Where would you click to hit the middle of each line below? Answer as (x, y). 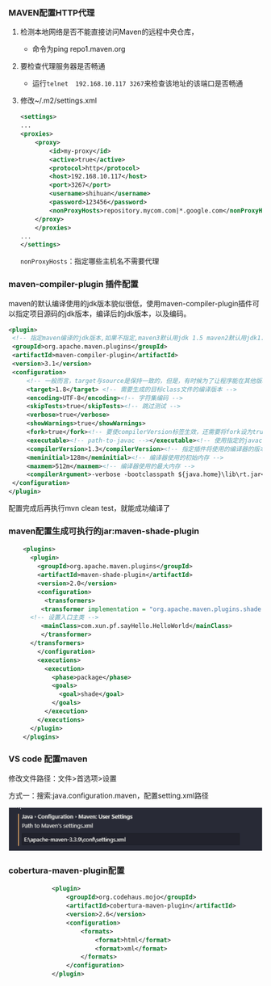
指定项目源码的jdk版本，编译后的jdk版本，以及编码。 (103, 314)
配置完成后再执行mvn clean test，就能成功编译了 (90, 508)
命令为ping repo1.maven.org (79, 49)
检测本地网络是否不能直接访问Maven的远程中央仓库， (109, 32)
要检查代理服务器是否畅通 (63, 66)
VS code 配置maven (48, 759)
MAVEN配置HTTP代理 (52, 12)
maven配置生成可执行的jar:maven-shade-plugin (104, 531)
